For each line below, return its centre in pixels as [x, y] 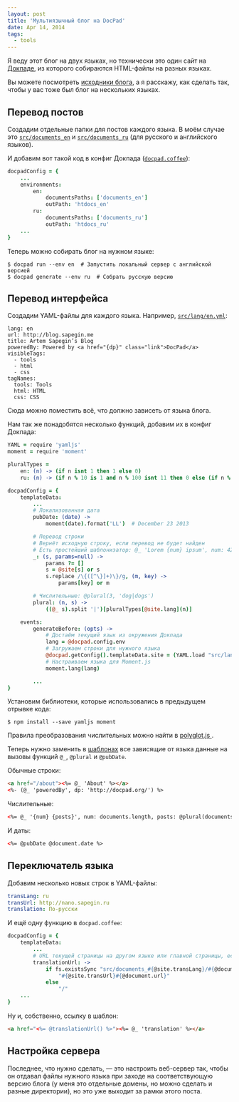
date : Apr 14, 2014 [36, 27]
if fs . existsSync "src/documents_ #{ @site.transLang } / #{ [130, 969]
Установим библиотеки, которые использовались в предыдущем [107, 701]
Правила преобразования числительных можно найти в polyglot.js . [111, 736]
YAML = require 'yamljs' [44, 445]
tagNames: [22, 379]
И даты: [19, 830]
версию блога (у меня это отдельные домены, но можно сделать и [110, 1083]
